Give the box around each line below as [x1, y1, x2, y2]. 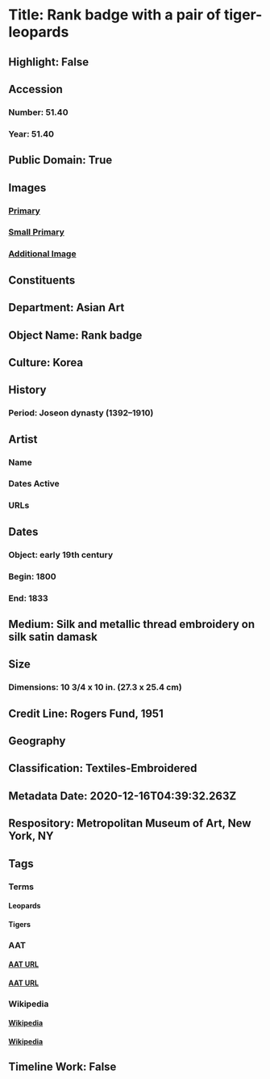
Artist [8, 432, 38, 446]
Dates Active [8, 478, 60, 490]
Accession [8, 82, 63, 96]
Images [8, 180, 47, 195]
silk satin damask [8, 630, 98, 643]
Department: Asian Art [8, 301, 125, 314]
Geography [8, 734, 66, 748]
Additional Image [8, 248, 77, 259]
